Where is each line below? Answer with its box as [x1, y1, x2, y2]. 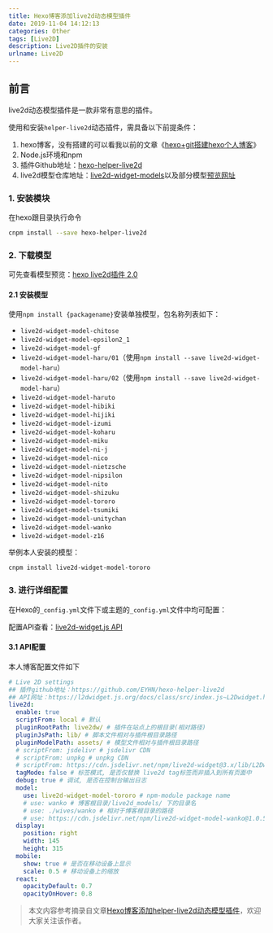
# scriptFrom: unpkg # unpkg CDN [15, 754, 129, 762]
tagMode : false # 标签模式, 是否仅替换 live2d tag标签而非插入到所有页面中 [15, 769, 252, 777]
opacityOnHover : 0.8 [23, 890, 93, 898]
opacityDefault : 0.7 [23, 883, 93, 891]
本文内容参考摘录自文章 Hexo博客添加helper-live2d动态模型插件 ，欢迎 [28, 905, 262, 916]
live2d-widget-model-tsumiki [19, 506, 119, 515]
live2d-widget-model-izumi [19, 420, 112, 428]
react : [15, 874, 38, 883]
